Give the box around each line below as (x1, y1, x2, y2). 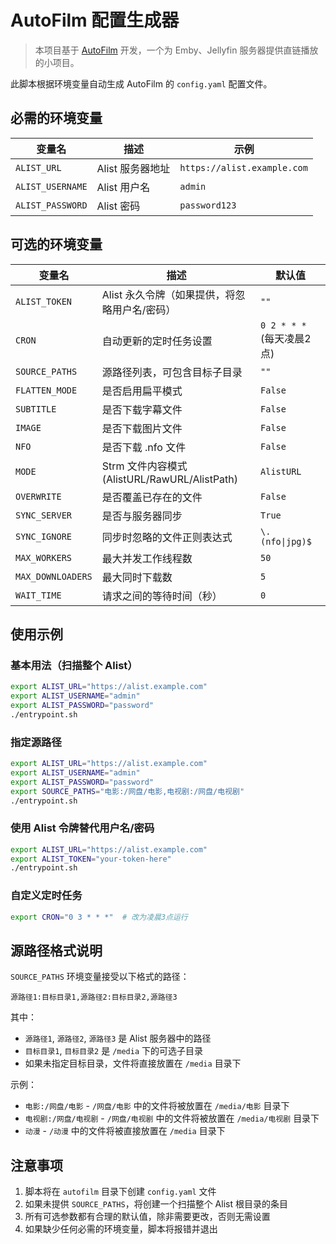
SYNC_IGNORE (15, 531, 73, 542)
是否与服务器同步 (101, 509, 183, 523)
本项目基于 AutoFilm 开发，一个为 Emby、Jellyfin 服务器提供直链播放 (34, 44, 319, 56)
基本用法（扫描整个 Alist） (10, 658, 138, 672)
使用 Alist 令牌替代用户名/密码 (10, 821, 155, 835)
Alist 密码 (96, 199, 141, 213)
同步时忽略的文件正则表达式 (101, 530, 233, 544)
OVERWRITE (15, 491, 62, 502)
